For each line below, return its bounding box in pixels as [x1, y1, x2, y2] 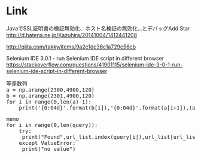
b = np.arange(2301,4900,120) [6, 92, 95, 99]
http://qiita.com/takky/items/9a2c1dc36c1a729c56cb [6, 43, 136, 50]
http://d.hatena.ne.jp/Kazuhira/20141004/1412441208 [6, 31, 138, 38]
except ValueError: [19, 139, 76, 146]
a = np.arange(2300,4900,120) [6, 86, 95, 93]
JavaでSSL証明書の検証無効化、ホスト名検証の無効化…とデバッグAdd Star [6, 25, 190, 32]
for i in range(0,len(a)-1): [6, 98, 92, 105]
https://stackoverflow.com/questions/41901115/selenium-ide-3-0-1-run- [6, 61, 183, 68]
